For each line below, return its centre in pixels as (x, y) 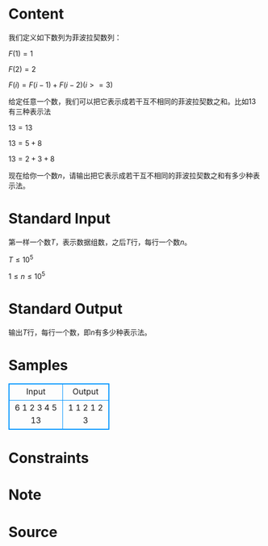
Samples (38, 366)
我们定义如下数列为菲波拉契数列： (65, 37)
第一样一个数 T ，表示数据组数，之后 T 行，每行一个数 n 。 (100, 242)
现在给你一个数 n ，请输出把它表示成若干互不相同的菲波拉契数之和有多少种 (131, 175)
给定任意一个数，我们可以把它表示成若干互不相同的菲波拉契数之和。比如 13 (132, 101)
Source (33, 532)
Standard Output (65, 309)
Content (36, 14)
